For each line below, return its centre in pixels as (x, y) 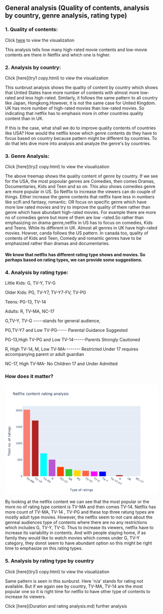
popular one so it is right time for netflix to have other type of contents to (78, 591)
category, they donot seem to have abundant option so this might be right (79, 543)
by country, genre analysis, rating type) (66, 16)
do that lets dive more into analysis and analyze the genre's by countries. (78, 143)
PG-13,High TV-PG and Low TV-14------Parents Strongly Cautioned (73, 340)
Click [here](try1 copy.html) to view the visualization (57, 78)
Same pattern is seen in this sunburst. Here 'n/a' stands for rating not (74, 581)
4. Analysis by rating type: (37, 272)
